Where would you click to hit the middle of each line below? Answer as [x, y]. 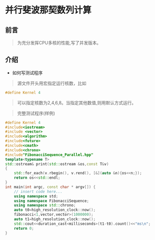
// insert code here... [38, 192]
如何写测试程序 [27, 73]
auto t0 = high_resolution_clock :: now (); [55, 210]
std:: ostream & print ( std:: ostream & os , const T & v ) [57, 164]
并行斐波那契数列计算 [48, 10]
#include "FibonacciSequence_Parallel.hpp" [49, 155]
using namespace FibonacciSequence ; [52, 201]
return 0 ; [24, 228]
